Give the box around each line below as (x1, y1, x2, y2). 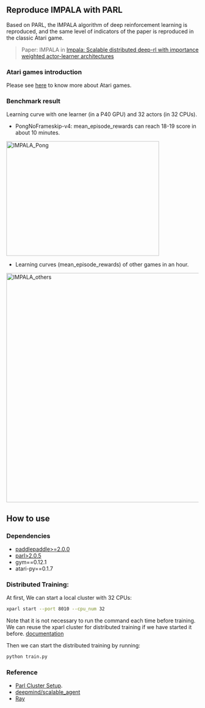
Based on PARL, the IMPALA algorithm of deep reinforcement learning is (6, 21, 188, 28)
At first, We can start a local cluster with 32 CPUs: (6, 594, 132, 602)
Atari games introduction (6, 67, 82, 76)
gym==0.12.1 (15, 559, 47, 566)
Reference (6, 668, 38, 677)
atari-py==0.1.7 (15, 565, 54, 572)
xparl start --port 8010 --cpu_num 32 (6, 606, 105, 612)
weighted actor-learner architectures (21, 52, 114, 60)
